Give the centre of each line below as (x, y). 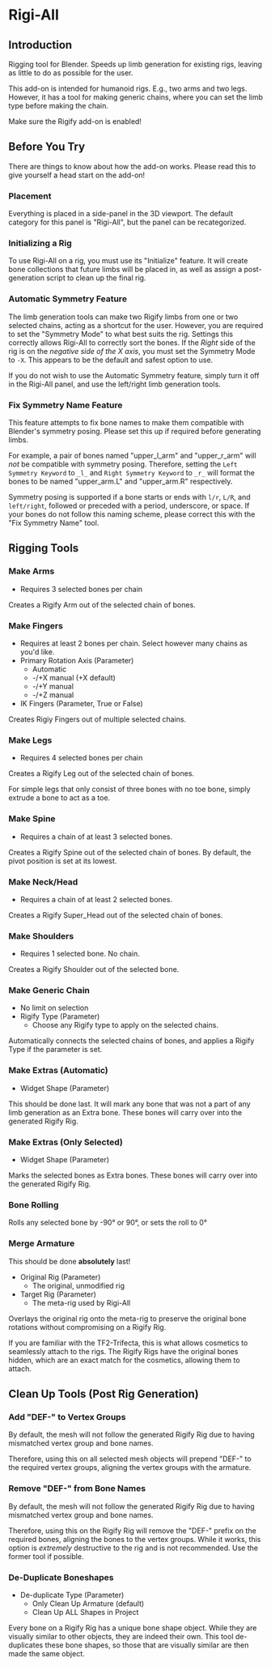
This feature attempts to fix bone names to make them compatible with (126, 422)
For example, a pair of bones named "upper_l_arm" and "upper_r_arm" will (132, 456)
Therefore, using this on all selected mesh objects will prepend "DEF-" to (130, 1459)
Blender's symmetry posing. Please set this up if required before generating (135, 431)
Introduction (40, 45)
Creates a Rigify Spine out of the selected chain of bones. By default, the (130, 852)
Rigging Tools (44, 548)
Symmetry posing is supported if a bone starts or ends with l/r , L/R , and (129, 497)
